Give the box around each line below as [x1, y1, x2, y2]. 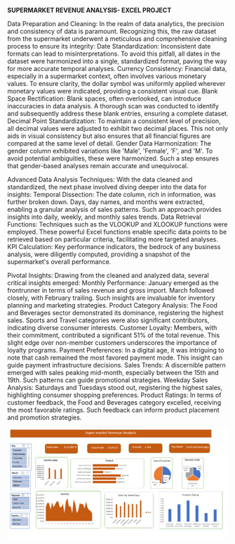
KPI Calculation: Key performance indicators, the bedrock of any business [7, 243, 221, 251]
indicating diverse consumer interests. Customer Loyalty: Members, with [7, 324, 217, 331]
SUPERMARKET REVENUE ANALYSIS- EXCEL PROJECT [7, 6, 172, 14]
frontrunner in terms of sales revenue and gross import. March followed [7, 286, 215, 294]
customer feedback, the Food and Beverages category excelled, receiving [7, 398, 222, 407]
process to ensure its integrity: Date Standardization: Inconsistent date [7, 42, 211, 50]
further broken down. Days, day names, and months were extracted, [7, 198, 205, 206]
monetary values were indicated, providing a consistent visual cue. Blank [7, 87, 218, 95]
